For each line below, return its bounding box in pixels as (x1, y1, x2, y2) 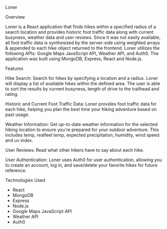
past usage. (5, 111, 30, 118)
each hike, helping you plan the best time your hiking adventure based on (5, 106, 157, 112)
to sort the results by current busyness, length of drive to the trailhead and (5, 86, 159, 92)
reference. (5, 168, 27, 173)
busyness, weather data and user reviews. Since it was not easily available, (5, 35, 161, 40)
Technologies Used (5, 177, 45, 183)
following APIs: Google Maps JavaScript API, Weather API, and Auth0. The (5, 50, 159, 56)
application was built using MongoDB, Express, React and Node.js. (5, 56, 143, 62)
